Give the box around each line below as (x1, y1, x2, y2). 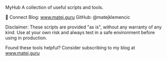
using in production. (5, 35, 47, 41)
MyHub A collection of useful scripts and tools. (5, 5, 104, 10)
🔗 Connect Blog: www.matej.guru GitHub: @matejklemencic (5, 14, 130, 20)
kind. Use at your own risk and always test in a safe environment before (5, 29, 155, 35)
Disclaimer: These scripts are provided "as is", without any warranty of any (5, 24, 162, 30)
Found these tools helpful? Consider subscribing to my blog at (5, 45, 136, 50)
